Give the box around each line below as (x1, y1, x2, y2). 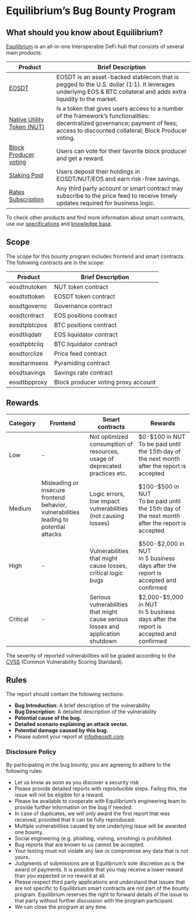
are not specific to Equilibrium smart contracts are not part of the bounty (14, 884, 190, 891)
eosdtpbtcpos (9, 321, 48, 329)
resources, (89, 447, 119, 455)
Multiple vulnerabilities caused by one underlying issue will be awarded (14, 822, 187, 829)
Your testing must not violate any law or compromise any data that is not (14, 847, 188, 854)
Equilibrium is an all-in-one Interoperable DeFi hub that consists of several (6, 43, 184, 50)
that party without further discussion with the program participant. (14, 897, 174, 904)
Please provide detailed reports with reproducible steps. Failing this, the (14, 785, 188, 792)
